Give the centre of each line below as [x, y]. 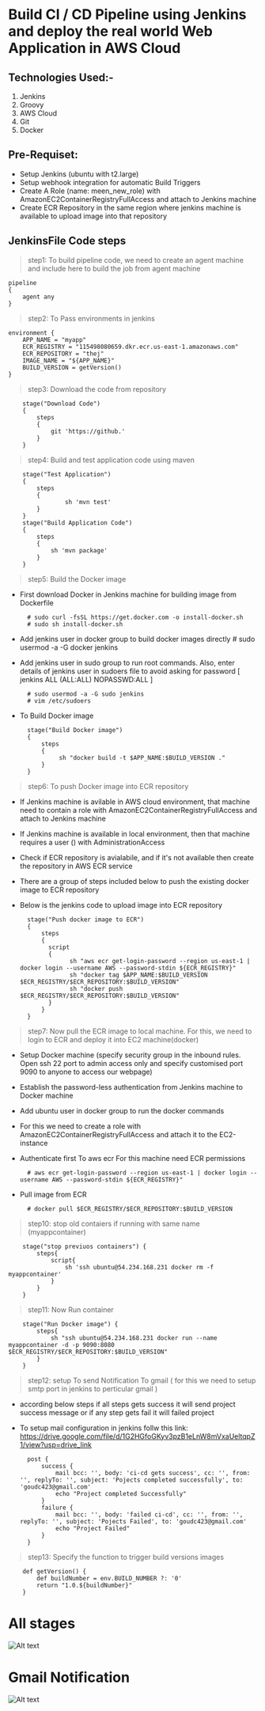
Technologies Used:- [61, 77]
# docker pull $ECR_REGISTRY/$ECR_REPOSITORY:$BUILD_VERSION [130, 1208]
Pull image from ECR [53, 1194]
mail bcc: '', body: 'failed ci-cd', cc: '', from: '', [149, 1514]
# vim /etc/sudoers [59, 701]
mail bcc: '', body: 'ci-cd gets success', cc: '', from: [153, 1473]
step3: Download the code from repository [97, 389]
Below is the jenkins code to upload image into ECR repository [121, 905]
